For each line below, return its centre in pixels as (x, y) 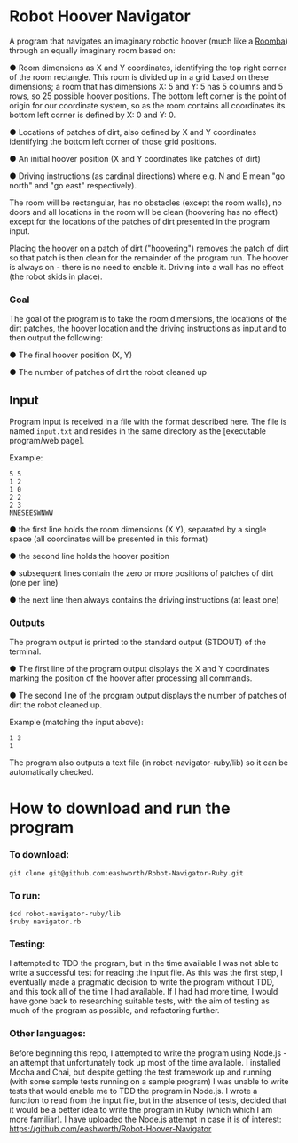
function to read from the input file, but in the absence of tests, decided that (148, 1100)
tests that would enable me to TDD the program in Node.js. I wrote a (133, 1091)
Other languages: (47, 1034)
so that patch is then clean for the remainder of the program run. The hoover (149, 257)
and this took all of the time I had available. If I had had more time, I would (144, 992)
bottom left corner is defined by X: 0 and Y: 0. (92, 115)
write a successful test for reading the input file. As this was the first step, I (146, 973)
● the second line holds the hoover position (90, 556)
